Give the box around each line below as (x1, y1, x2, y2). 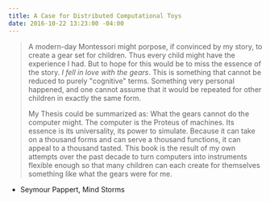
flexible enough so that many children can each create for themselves (27, 160, 260, 170)
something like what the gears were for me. (27, 169, 173, 179)
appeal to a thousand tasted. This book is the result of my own (27, 143, 236, 153)
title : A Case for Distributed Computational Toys (8, 11, 182, 20)
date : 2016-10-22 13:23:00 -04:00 (8, 19, 125, 27)
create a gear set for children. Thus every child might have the (27, 50, 235, 60)
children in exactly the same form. (27, 93, 142, 103)
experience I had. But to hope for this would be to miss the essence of (27, 58, 262, 69)
